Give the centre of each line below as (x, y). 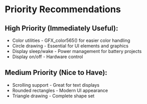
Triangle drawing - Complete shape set (53, 96)
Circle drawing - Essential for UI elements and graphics (70, 46)
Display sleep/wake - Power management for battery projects (77, 51)
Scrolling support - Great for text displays (56, 85)
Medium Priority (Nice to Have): (56, 73)
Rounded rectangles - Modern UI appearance (60, 90)
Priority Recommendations (63, 9)
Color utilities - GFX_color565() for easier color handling (71, 40)
